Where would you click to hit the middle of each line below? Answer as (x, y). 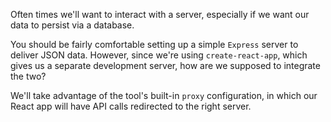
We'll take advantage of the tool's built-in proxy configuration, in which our (164, 95)
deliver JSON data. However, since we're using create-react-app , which (159, 55)
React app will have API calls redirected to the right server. (131, 106)
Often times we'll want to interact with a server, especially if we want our (160, 14)
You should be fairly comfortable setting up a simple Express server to (154, 44)
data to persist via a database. (72, 25)
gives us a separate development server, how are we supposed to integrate (165, 65)
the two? (28, 76)
